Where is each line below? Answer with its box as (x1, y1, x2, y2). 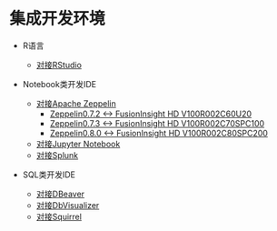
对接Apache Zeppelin (35, 97, 116, 109)
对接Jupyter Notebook (35, 138, 121, 149)
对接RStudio (35, 59, 82, 70)
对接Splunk (35, 149, 79, 160)
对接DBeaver (35, 188, 84, 199)
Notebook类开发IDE (22, 78, 97, 89)
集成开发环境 (9, 8, 106, 29)
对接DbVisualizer (35, 199, 100, 210)
